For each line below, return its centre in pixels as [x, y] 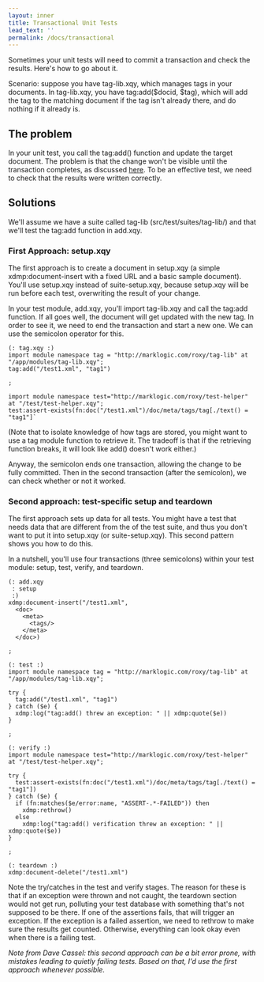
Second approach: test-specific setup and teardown [110, 501]
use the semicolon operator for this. [66, 334]
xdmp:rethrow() [47, 810]
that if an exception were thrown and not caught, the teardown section [123, 896]
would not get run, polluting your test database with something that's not [126, 904]
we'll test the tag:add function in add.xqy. [75, 230]
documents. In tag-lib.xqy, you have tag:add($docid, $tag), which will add [128, 93]
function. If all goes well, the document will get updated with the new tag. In [131, 317]
